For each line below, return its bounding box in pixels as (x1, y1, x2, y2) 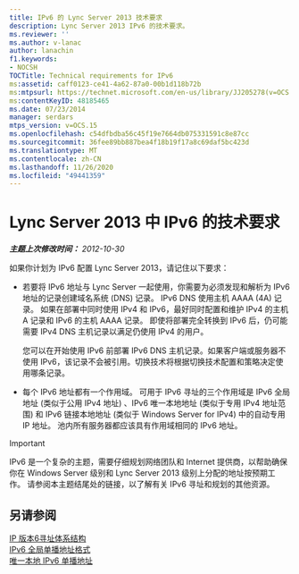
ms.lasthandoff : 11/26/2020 (9, 163, 114, 172)
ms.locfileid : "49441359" (9, 171, 105, 180)
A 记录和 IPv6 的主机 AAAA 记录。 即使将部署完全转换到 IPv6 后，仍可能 (21, 315, 288, 326)
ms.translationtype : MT (9, 146, 98, 155)
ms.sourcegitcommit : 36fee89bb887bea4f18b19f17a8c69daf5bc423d (9, 138, 250, 147)
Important (9, 438, 46, 449)
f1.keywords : (9, 55, 58, 63)
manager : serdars (9, 113, 74, 122)
